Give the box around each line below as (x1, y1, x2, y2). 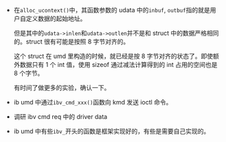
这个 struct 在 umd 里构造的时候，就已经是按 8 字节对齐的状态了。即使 (13, 52, 214, 60)
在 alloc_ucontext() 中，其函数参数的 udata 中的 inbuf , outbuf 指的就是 (13, 6, 211, 14)
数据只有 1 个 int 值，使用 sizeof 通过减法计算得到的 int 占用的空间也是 (19, 61, 218, 68)
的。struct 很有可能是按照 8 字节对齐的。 (13, 38, 130, 46)
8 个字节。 (13, 69, 44, 77)
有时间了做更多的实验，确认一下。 (13, 84, 111, 91)
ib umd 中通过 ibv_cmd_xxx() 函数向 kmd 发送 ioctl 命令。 (13, 98, 172, 106)
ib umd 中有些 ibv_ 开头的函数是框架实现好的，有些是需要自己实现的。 (13, 127, 210, 135)
